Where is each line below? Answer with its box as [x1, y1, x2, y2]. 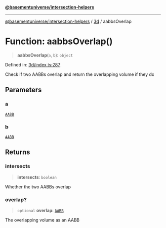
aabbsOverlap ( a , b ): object [17, 52, 73, 58]
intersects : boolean [17, 174, 57, 180]
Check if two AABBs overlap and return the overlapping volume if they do [5, 71, 155, 77]
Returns [5, 148, 31, 157]
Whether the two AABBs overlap [5, 183, 71, 190]
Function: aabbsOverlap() [5, 36, 113, 47]
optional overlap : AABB [17, 207, 64, 213]
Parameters [5, 86, 42, 94]
